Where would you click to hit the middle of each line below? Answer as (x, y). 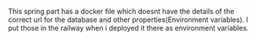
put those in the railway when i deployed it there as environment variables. (128, 28)
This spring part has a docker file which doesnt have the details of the (121, 11)
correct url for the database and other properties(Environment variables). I (128, 20)
